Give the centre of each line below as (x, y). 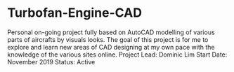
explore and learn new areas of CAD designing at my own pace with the (111, 47)
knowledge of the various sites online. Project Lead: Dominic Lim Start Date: (117, 55)
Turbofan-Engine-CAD (75, 13)
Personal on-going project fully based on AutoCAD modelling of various (111, 32)
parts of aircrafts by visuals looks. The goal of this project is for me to (108, 39)
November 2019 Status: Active (51, 62)
